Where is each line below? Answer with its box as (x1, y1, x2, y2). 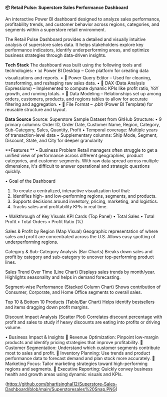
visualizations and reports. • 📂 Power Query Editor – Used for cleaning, (5, 75, 151, 80)
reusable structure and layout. (5, 107, 67, 112)
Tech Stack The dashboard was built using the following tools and (5, 62, 141, 68)
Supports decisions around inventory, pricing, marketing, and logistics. (12, 198, 158, 204)
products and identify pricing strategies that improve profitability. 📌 (5, 340, 143, 345)
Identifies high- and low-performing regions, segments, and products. (12, 193, 157, 199)
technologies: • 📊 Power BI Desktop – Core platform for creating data (5, 67, 149, 73)
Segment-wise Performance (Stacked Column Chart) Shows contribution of (5, 284, 161, 290)
